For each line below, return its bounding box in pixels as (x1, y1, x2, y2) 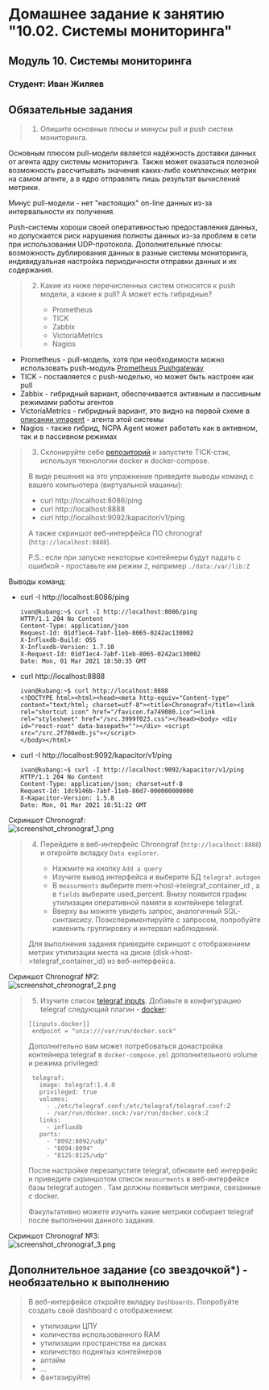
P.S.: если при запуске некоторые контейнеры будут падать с (27, 552, 242, 562)
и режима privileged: (27, 1058, 100, 1068)
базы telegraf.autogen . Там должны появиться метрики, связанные (27, 1183, 262, 1193)
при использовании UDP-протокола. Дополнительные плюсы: (8, 239, 223, 250)
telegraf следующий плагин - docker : (39, 1004, 168, 1015)
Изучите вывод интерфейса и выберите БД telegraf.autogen (52, 872, 261, 882)
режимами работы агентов (19, 398, 114, 407)
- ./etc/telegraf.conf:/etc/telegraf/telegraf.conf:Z (46, 1102, 231, 1111)
